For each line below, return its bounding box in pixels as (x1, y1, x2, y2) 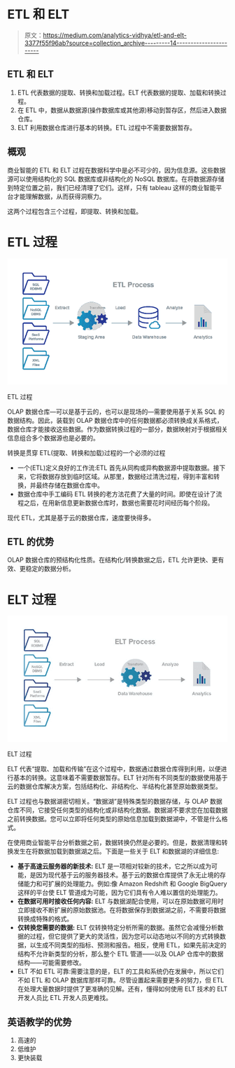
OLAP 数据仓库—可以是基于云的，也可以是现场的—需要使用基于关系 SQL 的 (7, 407, 225, 416)
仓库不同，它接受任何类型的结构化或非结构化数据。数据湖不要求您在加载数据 (7, 806, 228, 814)
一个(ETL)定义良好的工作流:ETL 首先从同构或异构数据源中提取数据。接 (17, 464, 220, 472)
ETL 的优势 (7, 536, 55, 548)
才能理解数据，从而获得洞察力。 (13, 192, 106, 201)
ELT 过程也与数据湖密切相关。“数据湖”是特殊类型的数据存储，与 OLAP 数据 (7, 797, 222, 806)
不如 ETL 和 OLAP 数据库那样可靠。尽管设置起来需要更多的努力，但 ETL (17, 976, 225, 985)
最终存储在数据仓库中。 (36, 481, 104, 489)
